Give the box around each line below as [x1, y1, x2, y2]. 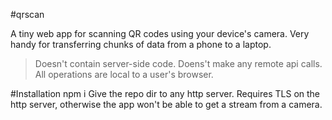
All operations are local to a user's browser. [34, 69, 214, 80]
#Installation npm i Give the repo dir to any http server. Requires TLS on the [10, 88, 321, 99]
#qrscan [10, 9, 45, 20]
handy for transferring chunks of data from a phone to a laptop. [10, 39, 272, 50]
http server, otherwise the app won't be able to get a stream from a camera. [10, 99, 323, 110]
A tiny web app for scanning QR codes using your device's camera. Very [10, 28, 310, 39]
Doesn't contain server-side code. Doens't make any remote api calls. [34, 58, 323, 69]
